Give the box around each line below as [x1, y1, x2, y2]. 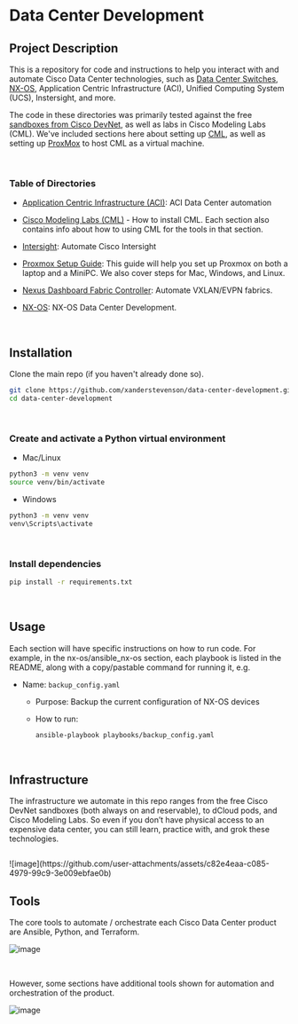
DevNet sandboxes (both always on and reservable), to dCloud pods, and [9, 805, 278, 816]
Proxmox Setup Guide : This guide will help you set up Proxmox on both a [21, 258, 288, 269]
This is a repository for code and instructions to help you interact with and [9, 64, 279, 75]
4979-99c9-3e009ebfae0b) [9, 868, 112, 878]
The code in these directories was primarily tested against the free [9, 110, 253, 120]
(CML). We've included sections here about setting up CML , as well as [9, 129, 266, 138]
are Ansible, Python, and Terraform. [9, 926, 140, 937]
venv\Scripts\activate [9, 519, 93, 528]
